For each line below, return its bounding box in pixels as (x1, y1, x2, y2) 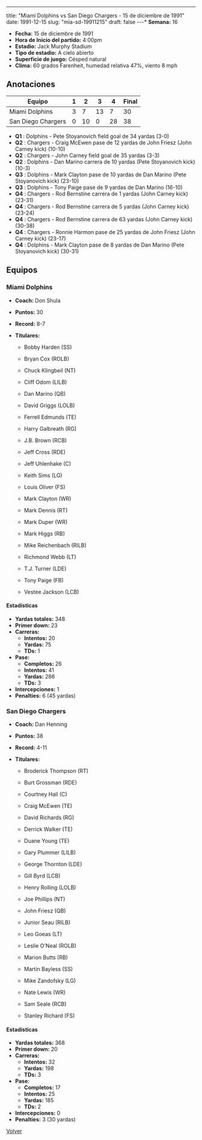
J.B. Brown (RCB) (23, 437, 67, 444)
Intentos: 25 (23, 1090, 55, 1098)
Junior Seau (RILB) (23, 919, 71, 926)
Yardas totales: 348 (14, 615, 66, 623)
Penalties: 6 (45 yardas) (14, 692, 76, 699)
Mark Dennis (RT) (23, 507, 68, 514)
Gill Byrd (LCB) (23, 872, 61, 879)
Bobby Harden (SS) (23, 344, 72, 351)
